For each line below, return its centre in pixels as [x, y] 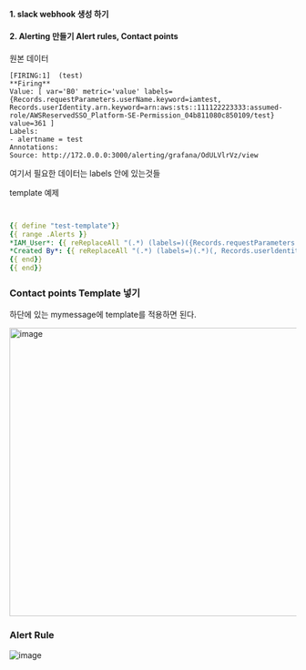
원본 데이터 [29, 58]
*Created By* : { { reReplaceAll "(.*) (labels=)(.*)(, [114, 251]
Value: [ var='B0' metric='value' [75, 91]
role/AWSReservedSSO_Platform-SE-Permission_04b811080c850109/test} [142, 115]
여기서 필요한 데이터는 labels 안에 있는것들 [85, 173]
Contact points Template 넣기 [75, 293]
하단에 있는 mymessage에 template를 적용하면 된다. [103, 315]
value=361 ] [32, 123]
